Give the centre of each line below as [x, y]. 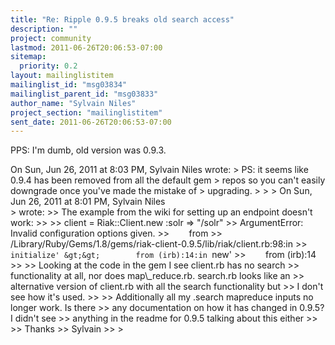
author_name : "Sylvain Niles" [73, 103]
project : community [51, 38]
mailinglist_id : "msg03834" [69, 85]
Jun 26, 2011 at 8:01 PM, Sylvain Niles [88, 202]
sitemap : [28, 57]
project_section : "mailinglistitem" [86, 112]
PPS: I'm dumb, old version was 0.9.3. [88, 150]
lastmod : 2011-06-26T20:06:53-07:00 [86, 47]
